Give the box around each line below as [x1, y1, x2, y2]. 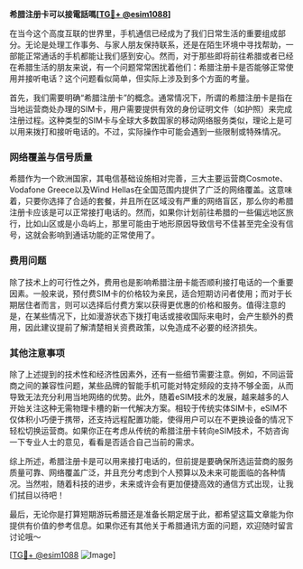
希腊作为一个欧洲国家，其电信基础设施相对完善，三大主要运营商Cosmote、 [9, 173, 289, 184]
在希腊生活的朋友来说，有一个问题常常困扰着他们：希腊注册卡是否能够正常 [9, 62, 286, 72]
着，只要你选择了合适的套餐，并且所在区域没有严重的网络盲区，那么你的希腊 [9, 196, 294, 207]
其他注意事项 [9, 347, 66, 359]
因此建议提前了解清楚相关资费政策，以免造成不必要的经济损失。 [24, 322, 262, 332]
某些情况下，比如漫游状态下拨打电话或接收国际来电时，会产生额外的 [32, 311, 286, 322]
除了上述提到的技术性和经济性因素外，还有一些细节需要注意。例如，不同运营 [9, 368, 294, 379]
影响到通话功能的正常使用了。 [48, 229, 160, 240]
